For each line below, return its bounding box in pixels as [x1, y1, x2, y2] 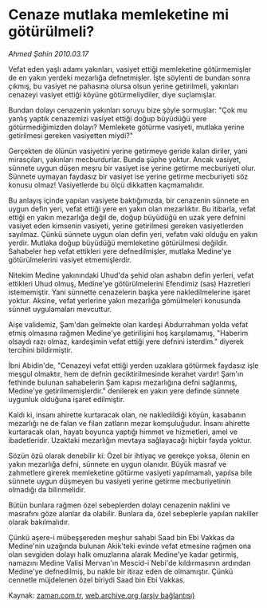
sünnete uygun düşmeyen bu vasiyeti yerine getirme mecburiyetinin [8, 476, 231, 486]
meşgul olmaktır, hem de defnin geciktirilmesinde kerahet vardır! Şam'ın [8, 369, 244, 378]
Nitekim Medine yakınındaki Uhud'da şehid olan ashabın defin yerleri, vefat [8, 270, 254, 280]
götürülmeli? [8, 22, 95, 41]
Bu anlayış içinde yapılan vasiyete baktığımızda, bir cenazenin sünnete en [8, 195, 249, 205]
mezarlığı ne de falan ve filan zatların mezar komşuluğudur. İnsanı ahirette [8, 418, 250, 428]
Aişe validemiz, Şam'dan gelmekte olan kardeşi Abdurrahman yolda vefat [8, 319, 249, 329]
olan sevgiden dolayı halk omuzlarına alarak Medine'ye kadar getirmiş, [8, 549, 239, 559]
